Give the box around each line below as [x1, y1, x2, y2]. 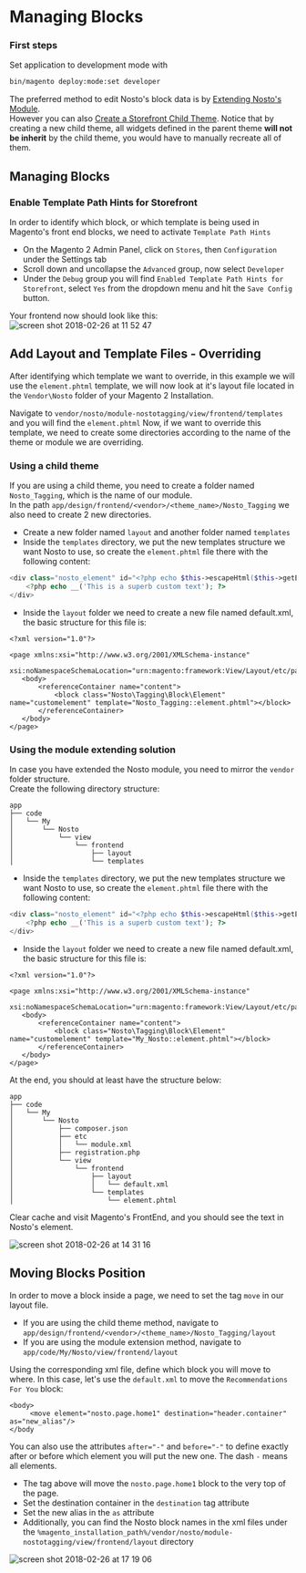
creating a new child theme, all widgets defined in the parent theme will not [9, 123, 293, 134]
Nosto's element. [9, 1221, 74, 1232]
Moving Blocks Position [9, 1266, 146, 1281]
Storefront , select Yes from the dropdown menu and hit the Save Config [22, 283, 293, 294]
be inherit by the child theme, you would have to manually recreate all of [9, 132, 282, 143]
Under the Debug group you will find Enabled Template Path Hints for [22, 274, 284, 285]
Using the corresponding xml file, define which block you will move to [9, 1363, 271, 1374]
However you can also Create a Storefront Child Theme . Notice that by [9, 113, 275, 124]
